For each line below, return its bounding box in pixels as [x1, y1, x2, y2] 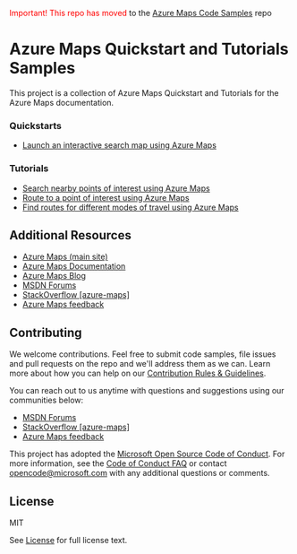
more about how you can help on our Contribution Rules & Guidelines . [9, 368, 267, 379]
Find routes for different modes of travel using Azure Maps [21, 202, 239, 212]
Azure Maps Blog [21, 271, 87, 281]
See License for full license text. [9, 534, 128, 545]
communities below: [9, 394, 84, 406]
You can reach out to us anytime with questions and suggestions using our [9, 385, 284, 396]
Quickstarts [9, 119, 63, 132]
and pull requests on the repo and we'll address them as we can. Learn [9, 359, 271, 369]
